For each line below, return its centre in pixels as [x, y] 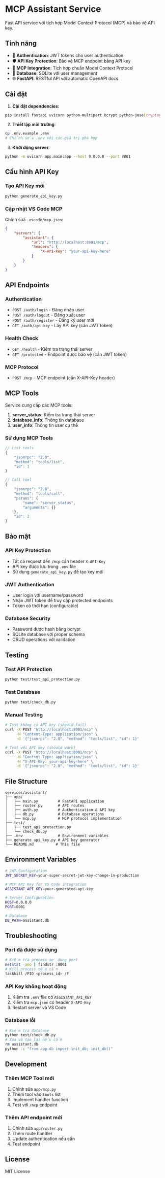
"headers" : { [44, 247]
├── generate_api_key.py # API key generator [52, 840]
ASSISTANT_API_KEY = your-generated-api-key [49, 889]
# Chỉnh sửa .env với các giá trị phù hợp [51, 138]
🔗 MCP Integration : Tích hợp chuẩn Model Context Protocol [73, 68]
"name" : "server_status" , [49, 503]
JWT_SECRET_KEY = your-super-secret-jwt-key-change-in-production [72, 875]
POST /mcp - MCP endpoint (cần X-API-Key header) [64, 377]
